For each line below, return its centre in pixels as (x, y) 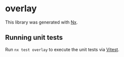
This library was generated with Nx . (41, 22)
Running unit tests (34, 38)
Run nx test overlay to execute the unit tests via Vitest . (62, 49)
